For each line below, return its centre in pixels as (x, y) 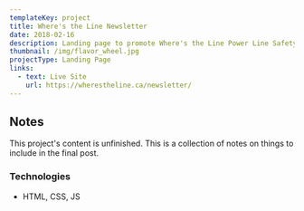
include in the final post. (54, 153)
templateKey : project (50, 18)
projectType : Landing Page (60, 60)
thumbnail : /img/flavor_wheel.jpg (75, 52)
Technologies (40, 177)
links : (22, 69)
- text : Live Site (52, 77)
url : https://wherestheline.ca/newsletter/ (109, 85)
